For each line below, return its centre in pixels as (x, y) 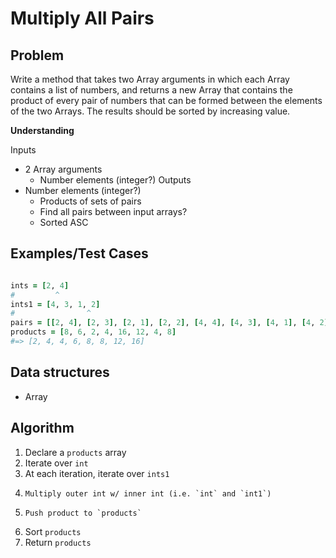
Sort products (53, 531)
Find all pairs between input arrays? (113, 211)
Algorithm (42, 428)
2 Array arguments (63, 169)
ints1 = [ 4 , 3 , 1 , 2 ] (55, 304)
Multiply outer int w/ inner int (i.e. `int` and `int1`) (148, 493)
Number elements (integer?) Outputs (115, 180)
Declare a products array (75, 452)
